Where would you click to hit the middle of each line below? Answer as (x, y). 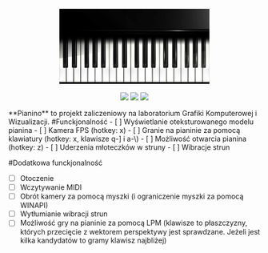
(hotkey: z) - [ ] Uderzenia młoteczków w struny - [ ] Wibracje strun (119, 147)
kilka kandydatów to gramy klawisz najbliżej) (93, 240)
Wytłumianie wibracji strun (64, 214)
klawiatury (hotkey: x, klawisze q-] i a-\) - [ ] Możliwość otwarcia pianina (127, 139)
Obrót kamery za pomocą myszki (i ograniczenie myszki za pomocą (132, 196)
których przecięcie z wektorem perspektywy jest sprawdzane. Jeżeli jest (140, 232)
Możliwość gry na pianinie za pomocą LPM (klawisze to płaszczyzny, (134, 223)
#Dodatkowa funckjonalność (55, 163)
